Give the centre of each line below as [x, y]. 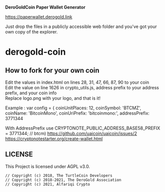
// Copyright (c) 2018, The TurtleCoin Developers [59, 176]
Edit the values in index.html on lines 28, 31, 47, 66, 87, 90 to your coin [77, 82]
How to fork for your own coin [52, 70]
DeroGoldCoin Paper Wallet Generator [45, 7]
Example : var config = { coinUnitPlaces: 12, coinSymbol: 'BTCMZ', [73, 108]
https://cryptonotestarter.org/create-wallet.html [54, 139]
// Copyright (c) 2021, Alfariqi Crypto [48, 184]
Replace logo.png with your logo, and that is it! [53, 98]
